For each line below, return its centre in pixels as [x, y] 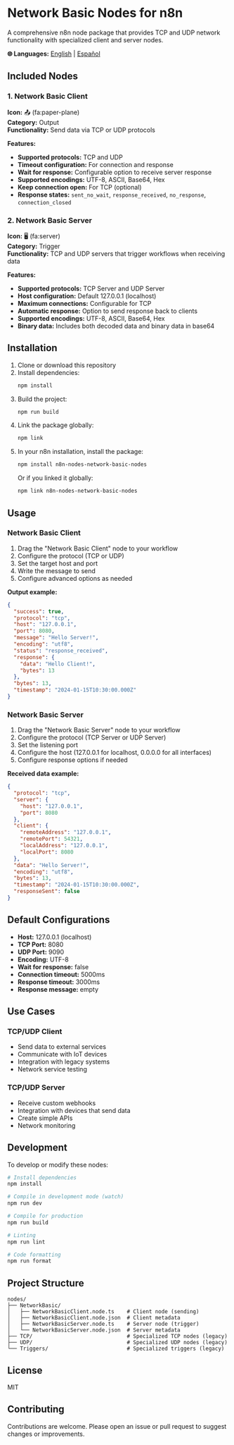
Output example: [32, 592]
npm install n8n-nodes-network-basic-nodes [82, 465]
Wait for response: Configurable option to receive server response [115, 172]
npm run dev [25, 1203]
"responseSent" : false [47, 892]
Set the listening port [48, 745]
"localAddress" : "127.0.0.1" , [64, 846]
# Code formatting [34, 1255]
